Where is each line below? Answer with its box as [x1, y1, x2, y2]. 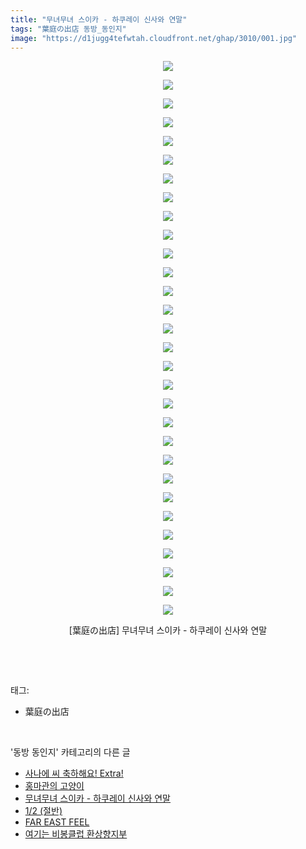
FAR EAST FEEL [24, 816, 90, 828]
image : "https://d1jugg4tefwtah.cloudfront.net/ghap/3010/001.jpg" [10, 33, 298, 43]
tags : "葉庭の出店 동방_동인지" [10, 24, 127, 34]
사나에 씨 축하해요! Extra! [24, 767, 124, 780]
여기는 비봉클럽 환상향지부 [24, 828, 128, 840]
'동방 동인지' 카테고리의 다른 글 [10, 746, 131, 758]
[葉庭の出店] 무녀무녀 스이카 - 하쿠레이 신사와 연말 [68, 624, 268, 636]
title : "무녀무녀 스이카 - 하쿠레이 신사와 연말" [10, 14, 188, 25]
